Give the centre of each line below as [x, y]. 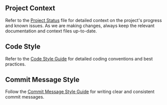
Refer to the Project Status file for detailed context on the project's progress [83, 20]
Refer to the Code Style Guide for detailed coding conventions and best [79, 58]
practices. [16, 64]
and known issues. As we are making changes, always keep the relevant [80, 25]
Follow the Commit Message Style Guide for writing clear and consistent [80, 91]
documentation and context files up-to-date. [51, 31]
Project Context [30, 8]
